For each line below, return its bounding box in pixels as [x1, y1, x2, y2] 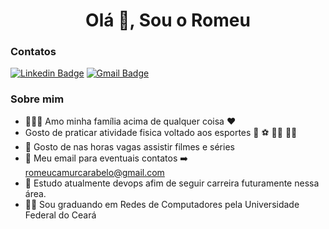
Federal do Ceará [24, 209, 97, 221]
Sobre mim [10, 92, 65, 106]
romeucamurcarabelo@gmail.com [24, 166, 165, 178]
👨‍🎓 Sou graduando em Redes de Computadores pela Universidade [24, 198, 300, 210]
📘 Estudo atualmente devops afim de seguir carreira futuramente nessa [24, 177, 320, 189]
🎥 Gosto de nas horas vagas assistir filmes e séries [24, 140, 235, 153]
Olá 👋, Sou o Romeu [85, 9, 251, 32]
